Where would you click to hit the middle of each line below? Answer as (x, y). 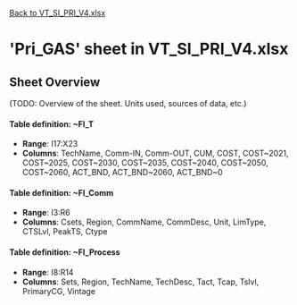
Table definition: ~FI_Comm (62, 192)
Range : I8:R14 (48, 272)
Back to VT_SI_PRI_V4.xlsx (58, 13)
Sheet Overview (55, 82)
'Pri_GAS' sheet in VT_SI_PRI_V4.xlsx (149, 49)
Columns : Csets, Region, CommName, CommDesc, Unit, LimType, (144, 222)
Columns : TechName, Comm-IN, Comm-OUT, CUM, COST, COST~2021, (155, 153)
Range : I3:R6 (46, 213)
